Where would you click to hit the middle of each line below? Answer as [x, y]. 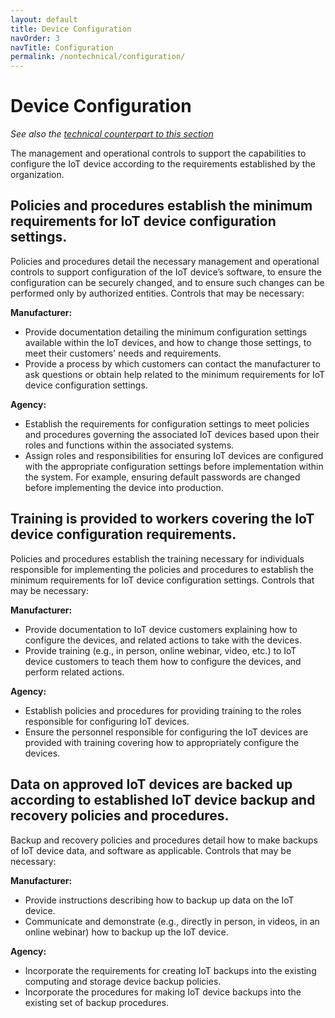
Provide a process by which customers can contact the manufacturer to [172, 363]
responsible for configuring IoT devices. [107, 721]
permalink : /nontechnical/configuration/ [98, 57]
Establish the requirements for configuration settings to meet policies [167, 423]
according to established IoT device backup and [163, 800]
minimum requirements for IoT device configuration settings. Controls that [162, 580]
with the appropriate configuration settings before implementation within [174, 466]
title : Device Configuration [71, 29]
